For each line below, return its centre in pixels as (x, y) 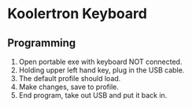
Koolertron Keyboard (77, 14)
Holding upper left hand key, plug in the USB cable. (102, 70)
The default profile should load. (70, 78)
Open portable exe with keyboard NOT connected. (100, 61)
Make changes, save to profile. (68, 87)
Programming (42, 43)
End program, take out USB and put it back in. (93, 95)
